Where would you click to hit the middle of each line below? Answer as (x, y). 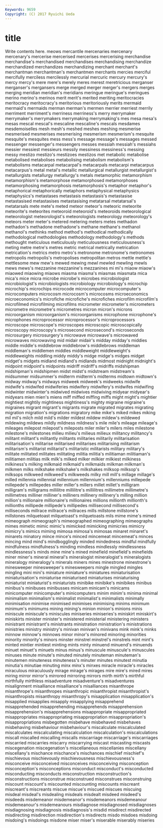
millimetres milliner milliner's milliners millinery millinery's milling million (76, 495)
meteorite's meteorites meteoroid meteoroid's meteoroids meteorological (78, 211)
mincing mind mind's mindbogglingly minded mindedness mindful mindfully (81, 541)
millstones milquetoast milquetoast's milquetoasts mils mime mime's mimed (81, 516)
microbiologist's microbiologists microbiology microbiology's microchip (76, 284)
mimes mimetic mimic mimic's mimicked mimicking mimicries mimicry (75, 526)
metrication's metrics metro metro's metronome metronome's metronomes (80, 253)
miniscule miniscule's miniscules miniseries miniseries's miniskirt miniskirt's (81, 614)
